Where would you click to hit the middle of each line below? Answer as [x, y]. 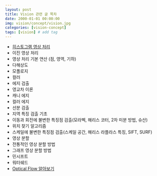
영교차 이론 [23, 89]
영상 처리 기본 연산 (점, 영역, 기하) [44, 59]
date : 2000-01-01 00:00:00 [32, 19]
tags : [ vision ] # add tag [31, 32]
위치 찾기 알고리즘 [29, 126]
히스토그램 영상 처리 [31, 47]
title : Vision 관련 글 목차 [31, 14]
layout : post [18, 10]
